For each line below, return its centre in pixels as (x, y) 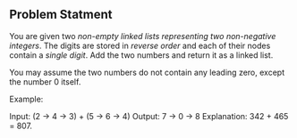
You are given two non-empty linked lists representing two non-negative (143, 36)
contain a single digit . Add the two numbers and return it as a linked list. (141, 55)
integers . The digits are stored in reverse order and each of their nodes (140, 45)
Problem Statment (61, 15)
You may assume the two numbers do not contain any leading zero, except (147, 72)
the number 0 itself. (45, 81)
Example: (26, 99)
